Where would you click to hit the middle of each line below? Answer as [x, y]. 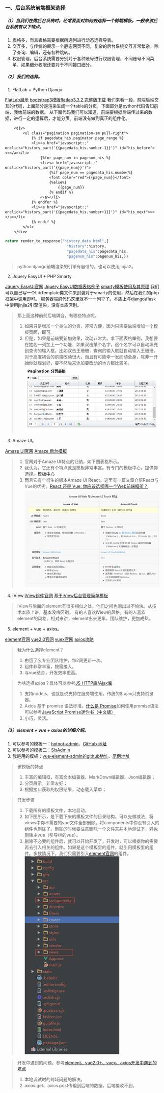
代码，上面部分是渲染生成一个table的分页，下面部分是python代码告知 [84, 106]
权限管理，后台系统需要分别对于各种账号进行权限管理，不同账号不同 [81, 58]
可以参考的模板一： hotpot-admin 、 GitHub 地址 [59, 743]
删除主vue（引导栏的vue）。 [53, 835]
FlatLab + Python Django [37, 89]
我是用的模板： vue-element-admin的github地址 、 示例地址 [71, 756]
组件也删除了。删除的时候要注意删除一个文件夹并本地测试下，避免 [91, 829]
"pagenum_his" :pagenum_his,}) [97, 257]
